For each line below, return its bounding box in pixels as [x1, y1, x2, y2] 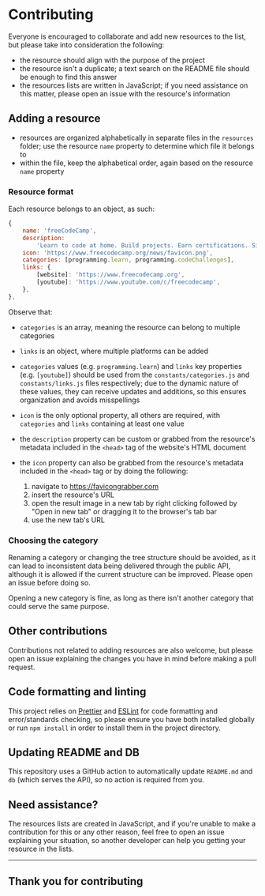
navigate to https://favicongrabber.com [31, 481, 159, 491]
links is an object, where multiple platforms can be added [19, 346, 209, 356]
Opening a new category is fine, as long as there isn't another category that [8, 593, 254, 602]
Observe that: [8, 307, 53, 317]
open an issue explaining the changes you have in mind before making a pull [8, 653, 256, 663]
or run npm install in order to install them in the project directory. [8, 723, 221, 732]
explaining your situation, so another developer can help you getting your [8, 836, 246, 845]
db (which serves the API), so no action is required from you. [8, 775, 204, 785]
